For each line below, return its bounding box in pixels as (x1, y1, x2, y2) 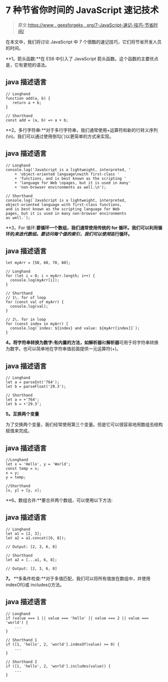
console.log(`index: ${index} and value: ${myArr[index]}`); (10, 326, 140, 331)
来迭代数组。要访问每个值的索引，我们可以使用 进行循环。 (14, 230, 133, 237)
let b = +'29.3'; (5, 402, 42, 407)
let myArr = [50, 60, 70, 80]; (5, 260, 71, 265)
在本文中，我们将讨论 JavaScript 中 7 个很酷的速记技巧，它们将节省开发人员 (5, 38, 162, 45)
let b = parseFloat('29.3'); (5, 384, 66, 389)
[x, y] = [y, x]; (5, 488, 42, 493)
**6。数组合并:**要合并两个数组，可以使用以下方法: (5, 497, 113, 503)
